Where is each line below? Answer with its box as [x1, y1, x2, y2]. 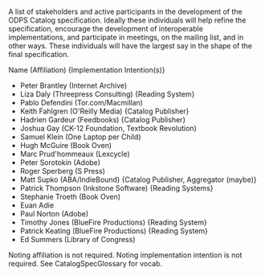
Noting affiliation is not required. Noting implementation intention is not [8, 250, 243, 260]
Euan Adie [19, 200, 55, 210]
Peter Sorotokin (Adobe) [19, 158, 101, 167]
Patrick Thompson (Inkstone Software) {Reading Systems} [19, 183, 214, 192]
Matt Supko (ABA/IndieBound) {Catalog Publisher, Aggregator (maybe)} [19, 175, 257, 184]
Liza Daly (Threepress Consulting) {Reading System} [19, 89, 195, 99]
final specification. [8, 50, 70, 59]
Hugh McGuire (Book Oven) [19, 141, 112, 150]
